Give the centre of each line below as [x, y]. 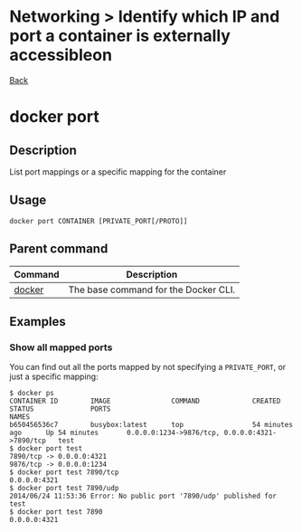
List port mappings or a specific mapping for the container [118, 171]
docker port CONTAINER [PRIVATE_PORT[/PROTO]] [99, 221]
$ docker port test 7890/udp [64, 489]
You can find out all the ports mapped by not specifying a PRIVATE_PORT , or [148, 367]
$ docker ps [32, 394]
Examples [38, 322]
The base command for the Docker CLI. [152, 290]
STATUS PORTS [60, 409]
